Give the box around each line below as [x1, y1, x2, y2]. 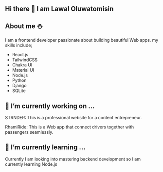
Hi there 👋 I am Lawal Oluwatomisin [5, 5, 114, 13]
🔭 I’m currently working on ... [5, 102, 95, 110]
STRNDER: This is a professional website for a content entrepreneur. [5, 115, 142, 121]
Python [12, 78, 27, 83]
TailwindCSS [12, 57, 38, 63]
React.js [12, 52, 29, 58]
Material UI [12, 67, 35, 73]
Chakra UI [12, 62, 33, 68]
